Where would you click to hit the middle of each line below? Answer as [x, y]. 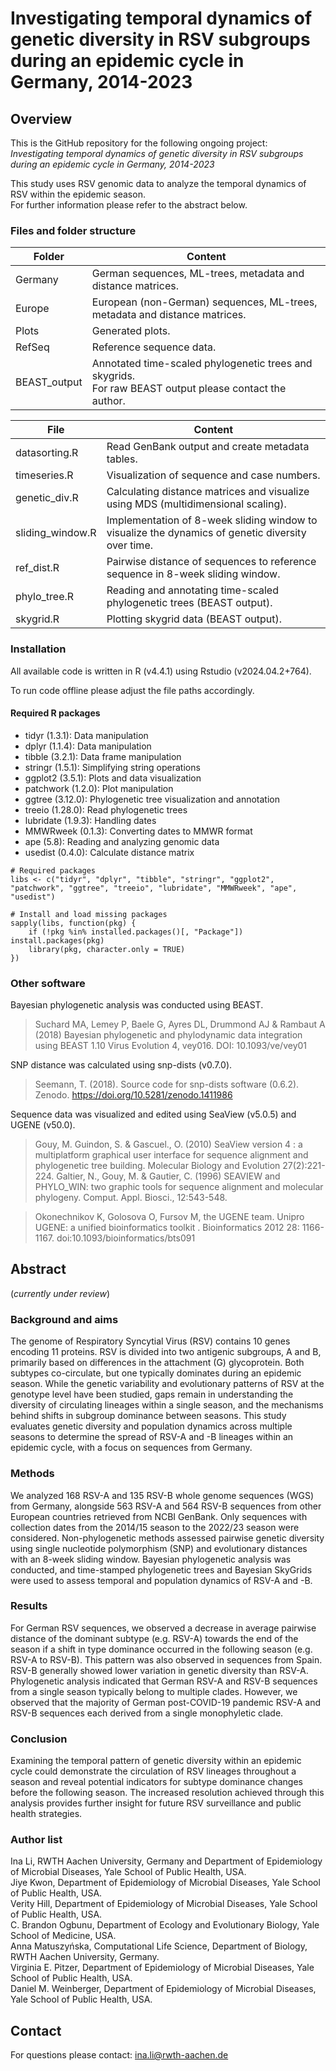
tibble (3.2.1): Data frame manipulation [103, 756]
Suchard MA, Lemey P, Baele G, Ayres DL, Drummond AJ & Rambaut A [180, 1024]
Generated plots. [131, 331]
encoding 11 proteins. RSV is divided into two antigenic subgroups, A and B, [166, 1352]
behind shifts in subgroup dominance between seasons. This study [148, 1416]
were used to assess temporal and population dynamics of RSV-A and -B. [161, 1580]
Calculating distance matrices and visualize [208, 492]
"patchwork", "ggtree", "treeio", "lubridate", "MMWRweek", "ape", [154, 888]
